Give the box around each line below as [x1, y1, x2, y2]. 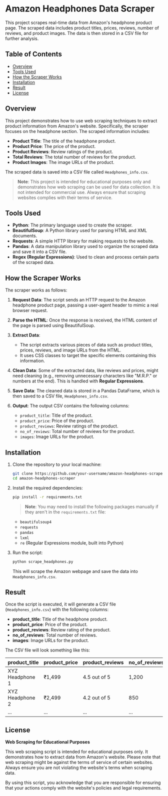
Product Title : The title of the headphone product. [12, 138, 116, 144]
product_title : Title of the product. [19, 412, 93, 418]
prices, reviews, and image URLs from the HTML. [19, 347, 121, 353]
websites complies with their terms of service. [17, 194, 112, 200]
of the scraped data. [12, 259, 55, 265]
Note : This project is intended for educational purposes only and [17, 178, 151, 184]
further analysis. [5, 35, 39, 41]
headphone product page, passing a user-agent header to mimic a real [12, 302, 158, 308]
